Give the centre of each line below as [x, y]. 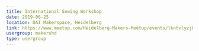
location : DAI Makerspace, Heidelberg [54, 22]
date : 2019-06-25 [28, 17]
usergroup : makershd [32, 33]
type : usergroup [26, 39]
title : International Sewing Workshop [54, 11]
